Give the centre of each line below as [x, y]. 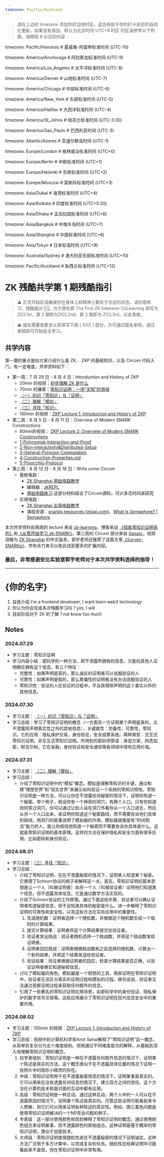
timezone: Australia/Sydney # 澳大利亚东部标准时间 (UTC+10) [67, 255]
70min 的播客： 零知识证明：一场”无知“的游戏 [64, 389]
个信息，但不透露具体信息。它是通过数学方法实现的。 [73, 894]
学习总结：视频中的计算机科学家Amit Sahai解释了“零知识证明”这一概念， [85, 1039]
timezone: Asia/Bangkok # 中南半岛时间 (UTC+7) [54, 224]
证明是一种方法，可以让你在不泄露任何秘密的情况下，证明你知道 [88, 795]
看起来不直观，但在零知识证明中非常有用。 [62, 1150]
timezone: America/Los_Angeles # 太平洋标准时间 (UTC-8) [64, 68]
